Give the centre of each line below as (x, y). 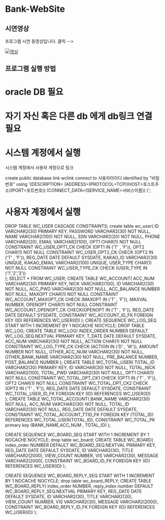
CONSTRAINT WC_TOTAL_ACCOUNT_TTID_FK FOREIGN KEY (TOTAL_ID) (79, 415)
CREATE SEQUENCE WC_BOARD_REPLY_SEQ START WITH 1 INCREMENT (80, 475)
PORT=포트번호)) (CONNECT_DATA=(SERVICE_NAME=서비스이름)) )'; (82, 190)
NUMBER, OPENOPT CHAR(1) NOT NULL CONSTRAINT (61, 305)
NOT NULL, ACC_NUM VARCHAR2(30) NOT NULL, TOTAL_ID (67, 404)
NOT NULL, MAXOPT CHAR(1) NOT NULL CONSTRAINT (62, 294)
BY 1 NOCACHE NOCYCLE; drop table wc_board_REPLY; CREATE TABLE (78, 481)
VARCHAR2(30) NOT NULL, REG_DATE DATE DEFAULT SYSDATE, (72, 409)
